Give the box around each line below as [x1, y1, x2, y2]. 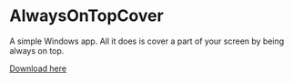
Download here [9, 63, 66, 74]
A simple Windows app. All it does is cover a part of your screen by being [9, 36, 285, 46]
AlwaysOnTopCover [9, 5, 164, 26]
